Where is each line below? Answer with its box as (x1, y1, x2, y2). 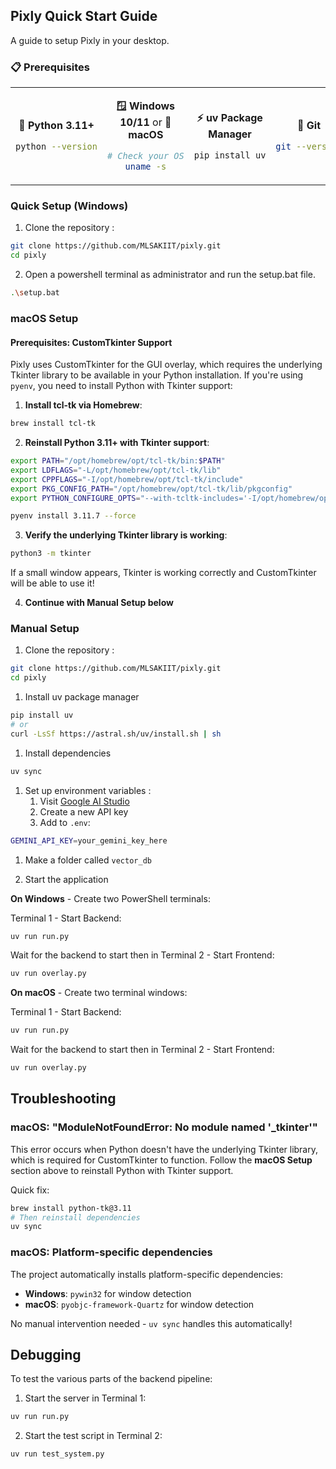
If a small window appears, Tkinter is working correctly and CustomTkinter (10, 567, 317, 579)
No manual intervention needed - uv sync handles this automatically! (10, 1317, 293, 1329)
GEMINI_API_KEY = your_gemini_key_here (10, 835, 168, 846)
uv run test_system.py (10, 1449, 105, 1459)
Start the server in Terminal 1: (24, 1392, 147, 1404)
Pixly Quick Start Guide (10, 8, 158, 25)
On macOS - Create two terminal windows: (10, 987, 188, 999)
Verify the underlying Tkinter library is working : (24, 529, 228, 541)
